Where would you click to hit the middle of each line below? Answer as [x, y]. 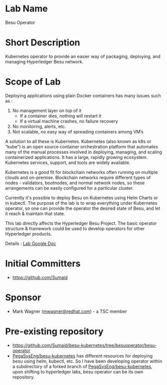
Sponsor [23, 297]
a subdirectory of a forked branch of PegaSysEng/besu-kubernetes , [82, 366]
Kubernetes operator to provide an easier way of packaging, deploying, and [83, 56]
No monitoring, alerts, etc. [39, 126]
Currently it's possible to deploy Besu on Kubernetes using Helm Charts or [82, 198]
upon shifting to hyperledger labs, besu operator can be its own [78, 372]
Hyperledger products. [29, 234]
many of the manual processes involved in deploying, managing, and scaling [84, 152]
